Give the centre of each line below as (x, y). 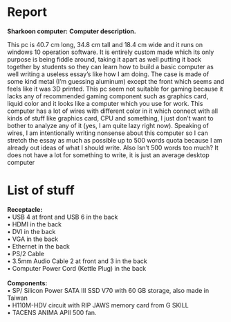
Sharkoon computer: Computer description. (72, 31)
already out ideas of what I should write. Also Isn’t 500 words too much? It (113, 147)
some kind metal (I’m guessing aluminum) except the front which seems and (116, 81)
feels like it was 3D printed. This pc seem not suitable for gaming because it (115, 89)
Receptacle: (25, 209)
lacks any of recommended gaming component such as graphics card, (108, 96)
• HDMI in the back (35, 224)
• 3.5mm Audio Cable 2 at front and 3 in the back (77, 261)
